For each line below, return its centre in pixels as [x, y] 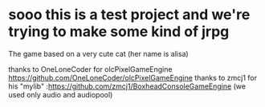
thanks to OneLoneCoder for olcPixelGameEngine [90, 69]
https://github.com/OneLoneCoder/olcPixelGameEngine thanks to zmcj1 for [133, 77]
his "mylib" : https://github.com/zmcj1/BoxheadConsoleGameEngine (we [127, 86]
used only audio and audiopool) [61, 94]
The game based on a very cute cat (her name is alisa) [98, 53]
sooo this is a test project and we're [129, 15]
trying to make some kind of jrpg [119, 32]
